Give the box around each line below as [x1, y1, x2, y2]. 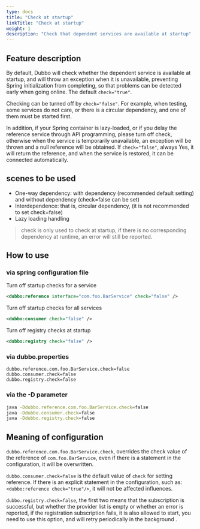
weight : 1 [6, 25, 31, 32]
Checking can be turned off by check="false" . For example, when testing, [6, 100, 188, 107]
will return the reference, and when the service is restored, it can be [6, 149, 174, 157]
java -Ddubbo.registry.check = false [6, 415, 95, 422]
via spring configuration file [6, 268, 89, 276]
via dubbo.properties [6, 352, 69, 360]
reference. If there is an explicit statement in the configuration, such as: [6, 479, 183, 486]
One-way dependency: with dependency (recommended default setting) [14, 190, 195, 197]
